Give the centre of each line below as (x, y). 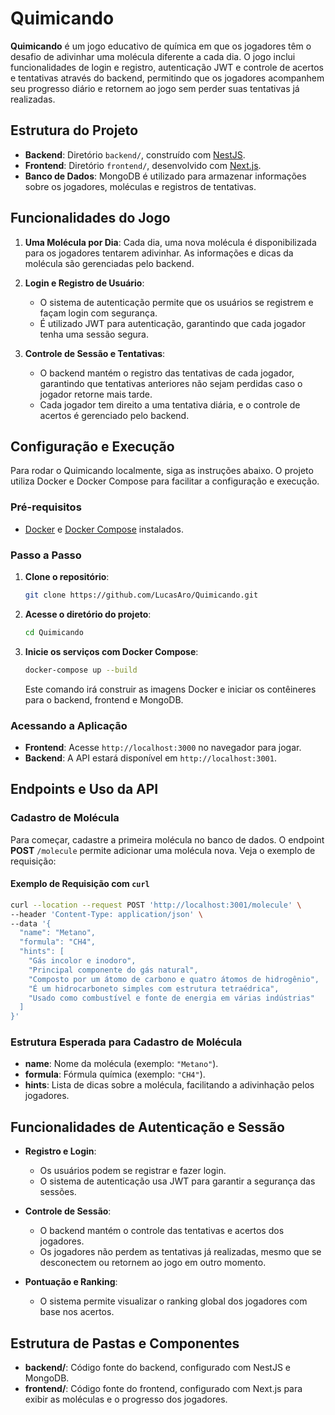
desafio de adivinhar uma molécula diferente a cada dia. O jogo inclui (153, 56)
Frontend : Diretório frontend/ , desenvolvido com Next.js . (143, 165)
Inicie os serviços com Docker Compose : (111, 651)
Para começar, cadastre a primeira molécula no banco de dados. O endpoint (167, 839)
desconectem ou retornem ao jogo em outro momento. (153, 1263)
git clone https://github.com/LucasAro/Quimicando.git (141, 595)
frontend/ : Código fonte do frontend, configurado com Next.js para (163, 1389)
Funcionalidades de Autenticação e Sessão (147, 1127)
